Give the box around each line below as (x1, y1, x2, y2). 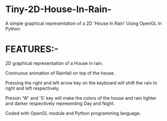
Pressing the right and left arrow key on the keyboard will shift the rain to (5, 79, 157, 86)
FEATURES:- (5, 44, 59, 55)
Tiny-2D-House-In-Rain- (5, 4, 112, 15)
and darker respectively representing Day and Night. (5, 100, 115, 106)
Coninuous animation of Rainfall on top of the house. (5, 70, 115, 76)
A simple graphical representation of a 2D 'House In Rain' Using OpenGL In (5, 20, 162, 26)
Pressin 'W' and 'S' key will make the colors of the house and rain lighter (5, 95, 157, 101)
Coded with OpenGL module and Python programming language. (5, 110, 141, 116)
